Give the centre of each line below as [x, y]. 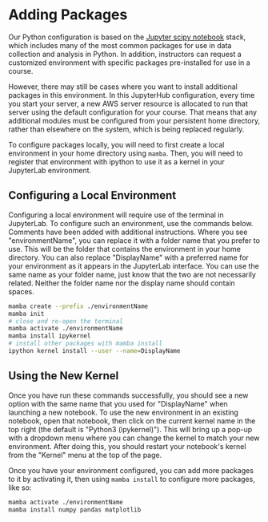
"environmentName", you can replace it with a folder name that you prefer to [134, 240]
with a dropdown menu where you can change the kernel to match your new [134, 438]
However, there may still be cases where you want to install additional [123, 87]
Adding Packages [68, 15]
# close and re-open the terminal [66, 321]
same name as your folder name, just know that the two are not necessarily [132, 274]
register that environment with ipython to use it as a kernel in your [117, 161]
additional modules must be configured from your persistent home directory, [134, 120]
